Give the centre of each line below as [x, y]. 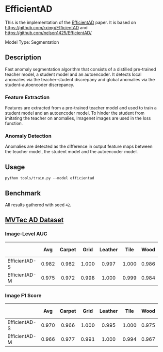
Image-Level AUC [26, 234]
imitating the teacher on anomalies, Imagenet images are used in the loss [78, 118]
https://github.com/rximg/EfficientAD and [46, 27]
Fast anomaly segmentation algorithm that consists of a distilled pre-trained [81, 69]
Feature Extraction [27, 97]
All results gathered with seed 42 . [38, 205]
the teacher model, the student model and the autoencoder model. [72, 152]
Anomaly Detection [28, 136]
